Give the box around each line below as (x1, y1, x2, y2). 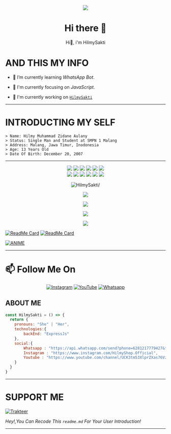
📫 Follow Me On (5, 264, 76, 275)
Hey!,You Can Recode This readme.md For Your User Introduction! (5, 418, 141, 424)
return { (10, 317, 28, 322)
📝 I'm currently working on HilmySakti (12, 94, 93, 100)
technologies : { (14, 327, 47, 332)
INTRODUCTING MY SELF (5, 117, 116, 128)
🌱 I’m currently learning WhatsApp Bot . (12, 74, 95, 80)
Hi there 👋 (64, 22, 107, 34)
